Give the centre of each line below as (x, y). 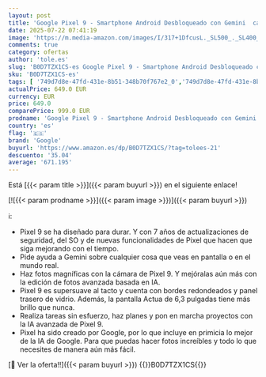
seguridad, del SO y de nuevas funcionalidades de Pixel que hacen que (136, 240)
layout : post (30, 15)
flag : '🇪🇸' (28, 133)
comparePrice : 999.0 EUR (49, 111)
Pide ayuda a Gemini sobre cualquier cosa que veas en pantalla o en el (135, 257)
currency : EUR (32, 96)
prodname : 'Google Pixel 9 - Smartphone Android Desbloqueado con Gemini (133, 119)
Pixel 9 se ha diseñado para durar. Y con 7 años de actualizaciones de (134, 232)
